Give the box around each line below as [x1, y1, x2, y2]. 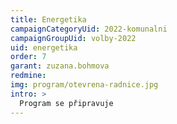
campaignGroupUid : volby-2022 [10, 33, 137, 43]
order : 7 [10, 52, 47, 62]
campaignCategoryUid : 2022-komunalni [10, 24, 168, 34]
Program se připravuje [19, 98, 114, 108]
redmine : [10, 71, 47, 81]
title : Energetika [10, 14, 87, 25]
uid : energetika [10, 42, 78, 53]
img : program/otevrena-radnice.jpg [10, 80, 159, 90]
